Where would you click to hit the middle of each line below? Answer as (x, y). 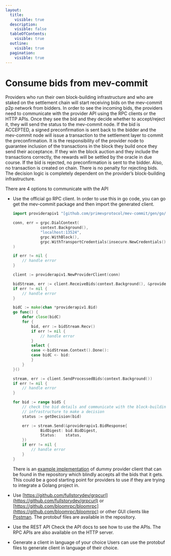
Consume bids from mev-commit (77, 83)
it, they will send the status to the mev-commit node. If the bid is (73, 125)
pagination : (23, 53)
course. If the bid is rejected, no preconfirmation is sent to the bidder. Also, (84, 162)
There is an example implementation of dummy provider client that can (87, 469)
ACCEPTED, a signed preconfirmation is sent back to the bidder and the (81, 130)
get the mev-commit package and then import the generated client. (83, 204)
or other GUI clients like (124, 511)
